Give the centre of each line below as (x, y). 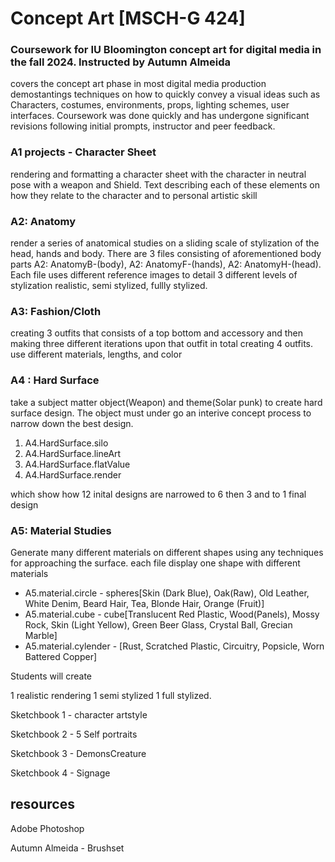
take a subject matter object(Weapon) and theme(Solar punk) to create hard (166, 402)
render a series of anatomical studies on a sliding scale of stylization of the (165, 243)
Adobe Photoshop (47, 828)
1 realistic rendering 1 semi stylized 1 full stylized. (111, 695)
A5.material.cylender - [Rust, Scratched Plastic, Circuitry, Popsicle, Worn (174, 646)
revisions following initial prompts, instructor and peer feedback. (143, 126)
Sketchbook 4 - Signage (60, 773)
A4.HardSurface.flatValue (77, 464)
